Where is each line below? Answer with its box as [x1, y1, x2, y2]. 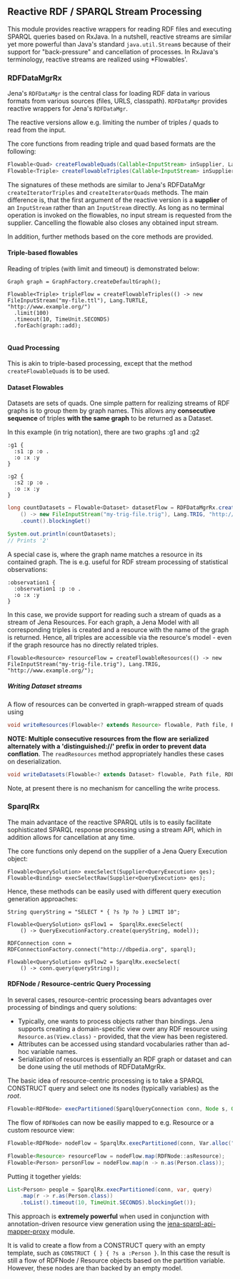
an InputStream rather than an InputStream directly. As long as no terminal [7, 203, 224, 211]
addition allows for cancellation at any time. [7, 833, 136, 841]
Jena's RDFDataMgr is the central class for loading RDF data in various [7, 89, 211, 98]
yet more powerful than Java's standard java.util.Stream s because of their [7, 39, 231, 49]
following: [7, 147, 36, 156]
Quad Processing [7, 343, 60, 352]
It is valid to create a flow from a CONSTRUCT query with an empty [7, 1241, 206, 1250]
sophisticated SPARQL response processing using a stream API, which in [7, 825, 222, 834]
